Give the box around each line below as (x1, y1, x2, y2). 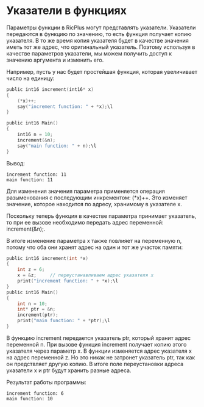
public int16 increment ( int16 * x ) (6, 86, 94, 92)
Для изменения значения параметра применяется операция (6, 187, 166, 195)
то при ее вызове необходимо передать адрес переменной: (6, 218, 164, 226)
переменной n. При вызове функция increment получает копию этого (6, 340, 187, 348)
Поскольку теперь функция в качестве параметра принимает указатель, (6, 212, 197, 220)
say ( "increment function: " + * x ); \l (17, 103, 113, 110)
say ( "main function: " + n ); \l (17, 143, 97, 149)
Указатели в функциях (6, 4, 127, 18)
